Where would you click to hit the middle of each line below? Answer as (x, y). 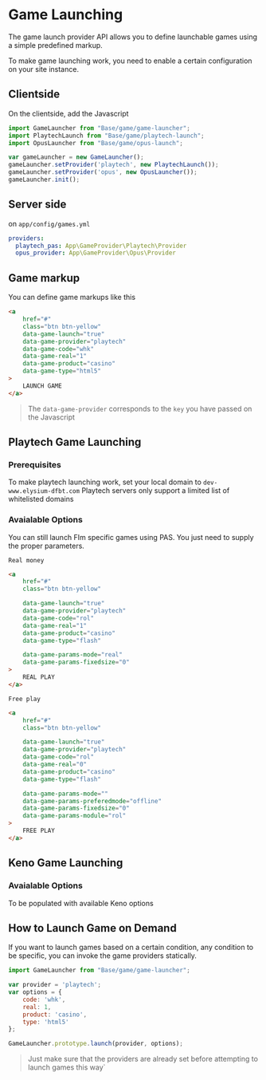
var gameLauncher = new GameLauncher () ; (76, 157)
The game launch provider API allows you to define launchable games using (133, 37)
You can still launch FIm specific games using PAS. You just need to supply (131, 537)
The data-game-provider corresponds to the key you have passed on (140, 408)
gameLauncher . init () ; (44, 179)
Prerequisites (35, 464)
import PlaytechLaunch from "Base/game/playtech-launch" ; (106, 136)
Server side (37, 205)
